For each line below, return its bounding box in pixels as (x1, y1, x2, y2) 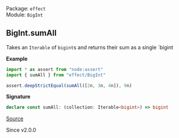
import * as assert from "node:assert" (6, 66, 104, 72)
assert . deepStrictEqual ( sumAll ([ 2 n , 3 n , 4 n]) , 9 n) (6, 82, 132, 89)
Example (6, 55, 28, 62)
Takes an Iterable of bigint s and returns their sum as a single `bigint (6, 43, 174, 51)
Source (6, 115, 23, 122)
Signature (6, 93, 31, 100)
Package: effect (6, 5, 46, 12)
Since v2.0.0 (6, 126, 36, 134)
